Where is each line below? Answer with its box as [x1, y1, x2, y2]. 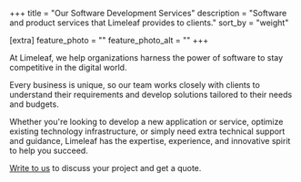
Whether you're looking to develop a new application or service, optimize [9, 117, 284, 127]
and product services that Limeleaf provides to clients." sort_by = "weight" [9, 17, 289, 28]
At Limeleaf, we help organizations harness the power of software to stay [9, 53, 284, 62]
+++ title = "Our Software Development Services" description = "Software [9, 8, 287, 18]
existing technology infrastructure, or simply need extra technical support [9, 126, 286, 137]
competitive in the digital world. [9, 62, 127, 72]
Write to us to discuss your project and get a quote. [9, 163, 202, 173]
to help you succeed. [9, 145, 88, 156]
